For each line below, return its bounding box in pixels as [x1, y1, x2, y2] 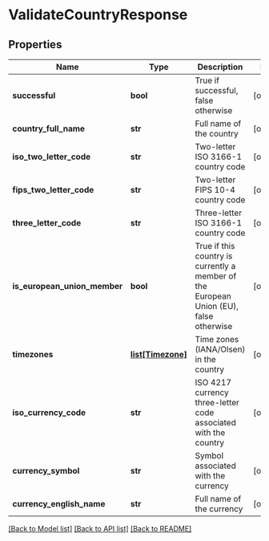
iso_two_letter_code [12, 151, 91, 162]
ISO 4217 [195, 377, 232, 388]
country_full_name [12, 123, 86, 134]
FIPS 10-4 [195, 185, 236, 195]
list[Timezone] [130, 349, 188, 360]
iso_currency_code [12, 407, 86, 418]
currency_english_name [12, 498, 106, 509]
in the [195, 354, 216, 364]
